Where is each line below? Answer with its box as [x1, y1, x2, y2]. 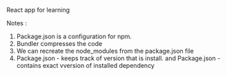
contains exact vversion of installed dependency [16, 62, 155, 69]
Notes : [6, 19, 27, 27]
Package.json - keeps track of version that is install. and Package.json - [16, 54, 221, 62]
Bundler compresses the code [16, 40, 103, 47]
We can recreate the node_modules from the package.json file [16, 47, 194, 55]
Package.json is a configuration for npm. [16, 32, 132, 40]
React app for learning [6, 6, 70, 14]
